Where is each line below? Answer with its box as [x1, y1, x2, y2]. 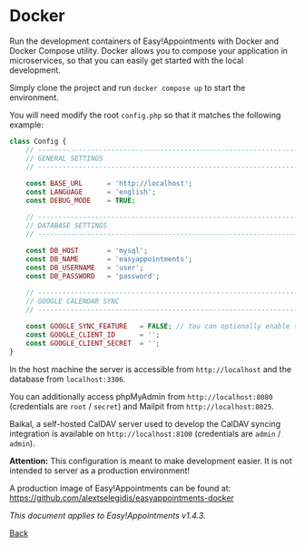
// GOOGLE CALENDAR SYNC [25, 297, 120, 306]
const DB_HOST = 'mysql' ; [25, 247, 148, 256]
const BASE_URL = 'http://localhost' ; [25, 179, 193, 188]
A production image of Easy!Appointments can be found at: [9, 482, 231, 493]
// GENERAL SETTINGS [25, 154, 103, 163]
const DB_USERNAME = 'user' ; [25, 263, 144, 273]
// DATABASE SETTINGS [25, 220, 107, 230]
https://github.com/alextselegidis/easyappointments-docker [9, 492, 234, 503]
